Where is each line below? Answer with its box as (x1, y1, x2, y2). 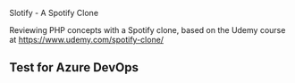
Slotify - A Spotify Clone (9, 8, 99, 18)
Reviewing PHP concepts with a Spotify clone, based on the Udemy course (9, 25, 286, 35)
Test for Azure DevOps (9, 60, 139, 75)
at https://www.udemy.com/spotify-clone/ (9, 35, 164, 45)
